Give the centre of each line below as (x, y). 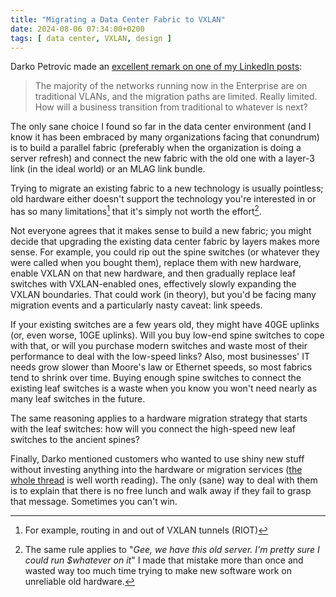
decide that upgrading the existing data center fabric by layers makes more (165, 242)
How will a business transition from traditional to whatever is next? (171, 107)
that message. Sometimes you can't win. (94, 502)
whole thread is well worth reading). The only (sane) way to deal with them (164, 480)
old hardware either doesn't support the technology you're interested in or (163, 199)
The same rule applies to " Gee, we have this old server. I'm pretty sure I (172, 550)
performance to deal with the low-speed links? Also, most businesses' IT (160, 357)
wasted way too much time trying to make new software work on (158, 571)
